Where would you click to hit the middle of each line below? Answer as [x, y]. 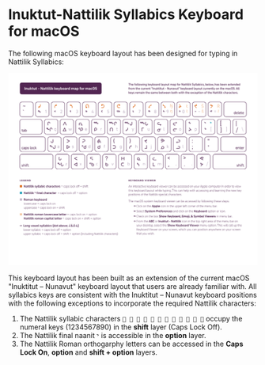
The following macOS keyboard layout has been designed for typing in [123, 53]
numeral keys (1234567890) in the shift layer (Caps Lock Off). [121, 327]
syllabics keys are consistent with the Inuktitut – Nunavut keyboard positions [132, 295]
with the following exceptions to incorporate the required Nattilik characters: [132, 303]
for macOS [44, 31]
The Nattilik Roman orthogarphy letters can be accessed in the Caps [131, 344]
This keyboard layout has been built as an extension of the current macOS [129, 278]
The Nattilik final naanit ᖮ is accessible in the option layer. [113, 336]
